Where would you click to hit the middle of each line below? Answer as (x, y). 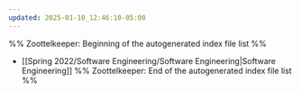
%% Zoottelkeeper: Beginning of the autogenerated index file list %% (138, 43)
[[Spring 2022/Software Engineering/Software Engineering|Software (149, 60)
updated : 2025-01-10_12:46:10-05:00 (77, 18)
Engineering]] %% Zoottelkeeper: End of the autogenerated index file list (156, 70)
